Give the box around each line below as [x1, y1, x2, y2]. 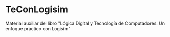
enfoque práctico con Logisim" [5, 25, 71, 31]
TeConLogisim [5, 4, 68, 15]
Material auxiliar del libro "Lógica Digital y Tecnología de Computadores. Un [5, 20, 165, 26]
